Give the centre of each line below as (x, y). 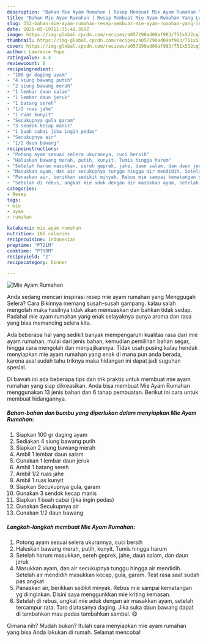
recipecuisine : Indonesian (41, 240)
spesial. (17, 368)
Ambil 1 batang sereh (42, 467)
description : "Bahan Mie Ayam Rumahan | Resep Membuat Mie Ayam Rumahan (101, 12)
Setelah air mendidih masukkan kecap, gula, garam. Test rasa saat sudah (108, 575)
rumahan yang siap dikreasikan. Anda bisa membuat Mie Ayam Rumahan (98, 386)
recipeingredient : (30, 69)
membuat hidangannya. (37, 399)
